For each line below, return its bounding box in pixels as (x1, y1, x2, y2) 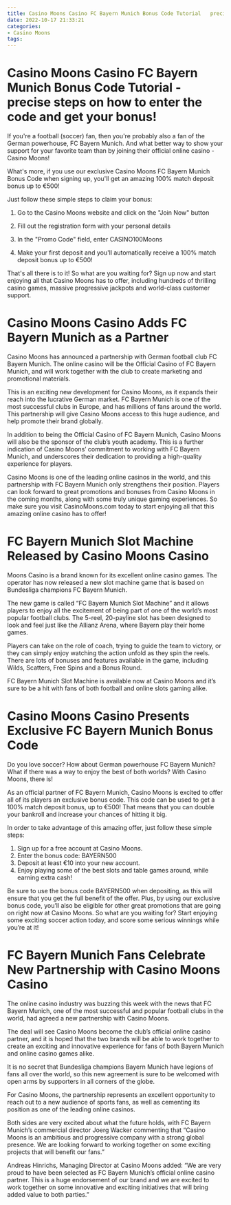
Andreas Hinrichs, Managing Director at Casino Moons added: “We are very (7, 1161, 221, 1169)
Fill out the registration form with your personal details (16, 222, 170, 231)
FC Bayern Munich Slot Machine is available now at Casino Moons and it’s (7, 676, 217, 685)
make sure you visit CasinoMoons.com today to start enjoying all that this (7, 502, 214, 510)
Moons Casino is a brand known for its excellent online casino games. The (7, 570, 218, 579)
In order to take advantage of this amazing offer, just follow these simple (7, 823, 212, 831)
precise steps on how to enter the (7, 94, 203, 110)
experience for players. (7, 460, 73, 468)
